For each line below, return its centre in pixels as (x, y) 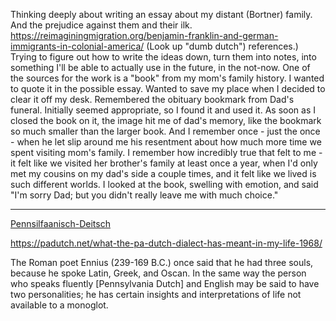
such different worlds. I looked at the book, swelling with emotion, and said (164, 184)
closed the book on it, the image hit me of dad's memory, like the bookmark (166, 120)
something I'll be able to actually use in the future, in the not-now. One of (160, 67)
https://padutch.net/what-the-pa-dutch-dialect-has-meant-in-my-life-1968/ (166, 243)
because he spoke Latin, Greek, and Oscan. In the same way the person (158, 273)
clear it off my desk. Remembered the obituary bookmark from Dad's (152, 99)
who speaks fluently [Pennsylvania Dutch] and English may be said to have (165, 283)
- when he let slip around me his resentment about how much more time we (166, 142)
